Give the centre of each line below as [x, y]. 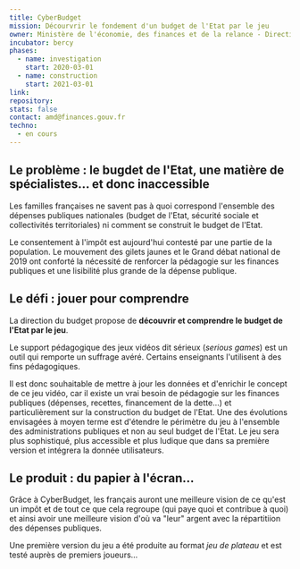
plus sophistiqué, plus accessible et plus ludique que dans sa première [139, 440]
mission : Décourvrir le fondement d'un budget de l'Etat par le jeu [139, 26]
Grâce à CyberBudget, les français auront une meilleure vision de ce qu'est [147, 500]
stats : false [33, 109]
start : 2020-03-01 [59, 68]
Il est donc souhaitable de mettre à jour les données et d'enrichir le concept [148, 383]
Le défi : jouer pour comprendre [99, 299]
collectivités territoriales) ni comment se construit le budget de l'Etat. [136, 225]
